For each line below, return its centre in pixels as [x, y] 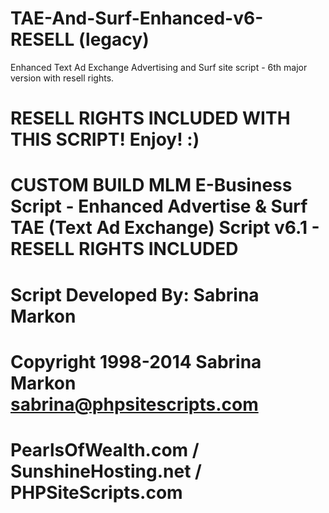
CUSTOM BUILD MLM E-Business [151, 185]
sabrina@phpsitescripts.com [134, 404]
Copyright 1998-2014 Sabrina [136, 361]
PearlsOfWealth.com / [105, 449]
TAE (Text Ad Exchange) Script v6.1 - [165, 228]
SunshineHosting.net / [106, 471]
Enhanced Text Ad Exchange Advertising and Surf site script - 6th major [159, 67]
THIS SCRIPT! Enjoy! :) [105, 139]
